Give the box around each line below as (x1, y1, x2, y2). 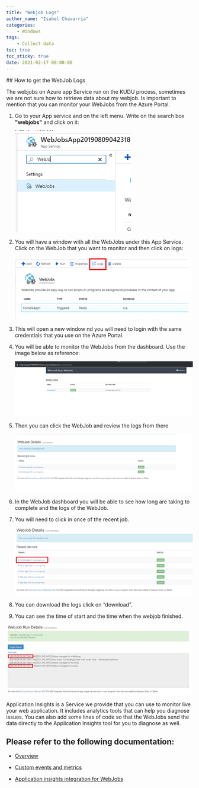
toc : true (6, 47, 31, 53)
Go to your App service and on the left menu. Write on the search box (14, 112, 185, 119)
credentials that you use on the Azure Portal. (14, 331, 124, 339)
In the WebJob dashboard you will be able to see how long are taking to (14, 498, 190, 505)
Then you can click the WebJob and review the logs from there (14, 422, 169, 429)
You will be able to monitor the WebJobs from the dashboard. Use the (14, 343, 185, 350)
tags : (6, 34, 20, 41)
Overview (14, 752, 38, 760)
